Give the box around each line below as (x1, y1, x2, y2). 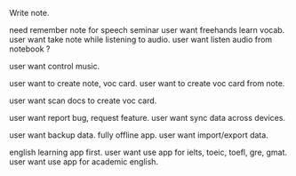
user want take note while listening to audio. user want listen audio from (9, 35, 273, 44)
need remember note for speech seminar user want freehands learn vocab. (9, 25, 285, 35)
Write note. (9, 8, 50, 18)
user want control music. (9, 61, 100, 71)
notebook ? (9, 44, 51, 54)
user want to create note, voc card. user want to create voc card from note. (9, 78, 285, 88)
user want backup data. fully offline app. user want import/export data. (9, 130, 268, 140)
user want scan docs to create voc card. (9, 95, 157, 106)
